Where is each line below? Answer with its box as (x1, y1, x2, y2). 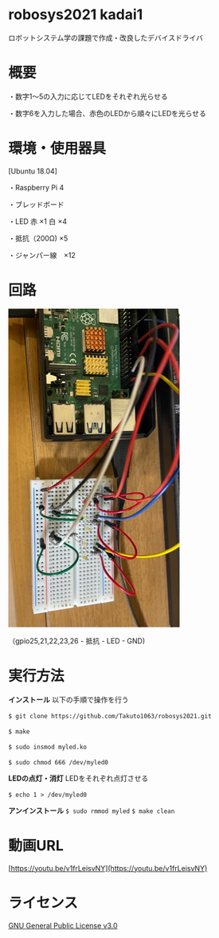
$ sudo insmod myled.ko (8, 743, 88, 751)
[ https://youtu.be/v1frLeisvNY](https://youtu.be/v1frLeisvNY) (8, 863, 208, 873)
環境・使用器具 (8, 139, 107, 158)
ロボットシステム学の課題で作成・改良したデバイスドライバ (8, 33, 203, 42)
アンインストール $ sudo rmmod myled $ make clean (8, 806, 175, 815)
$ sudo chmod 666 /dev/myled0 (8, 758, 109, 766)
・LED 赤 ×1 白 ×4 (8, 217, 68, 226)
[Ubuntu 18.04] (8, 166, 58, 176)
